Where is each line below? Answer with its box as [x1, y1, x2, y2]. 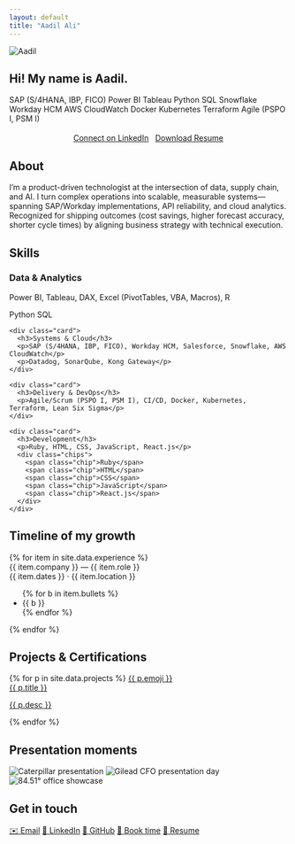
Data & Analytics [9, 272, 82, 284]
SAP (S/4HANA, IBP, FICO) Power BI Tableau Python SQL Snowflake [9, 95, 258, 105]
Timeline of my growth [9, 529, 136, 544]
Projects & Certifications [9, 650, 147, 665]
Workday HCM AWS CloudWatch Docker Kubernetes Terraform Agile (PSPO [9, 104, 286, 115]
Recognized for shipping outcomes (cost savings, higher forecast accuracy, [9, 210, 285, 221]
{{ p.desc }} [9, 700, 52, 710]
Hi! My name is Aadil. [9, 71, 128, 86]
